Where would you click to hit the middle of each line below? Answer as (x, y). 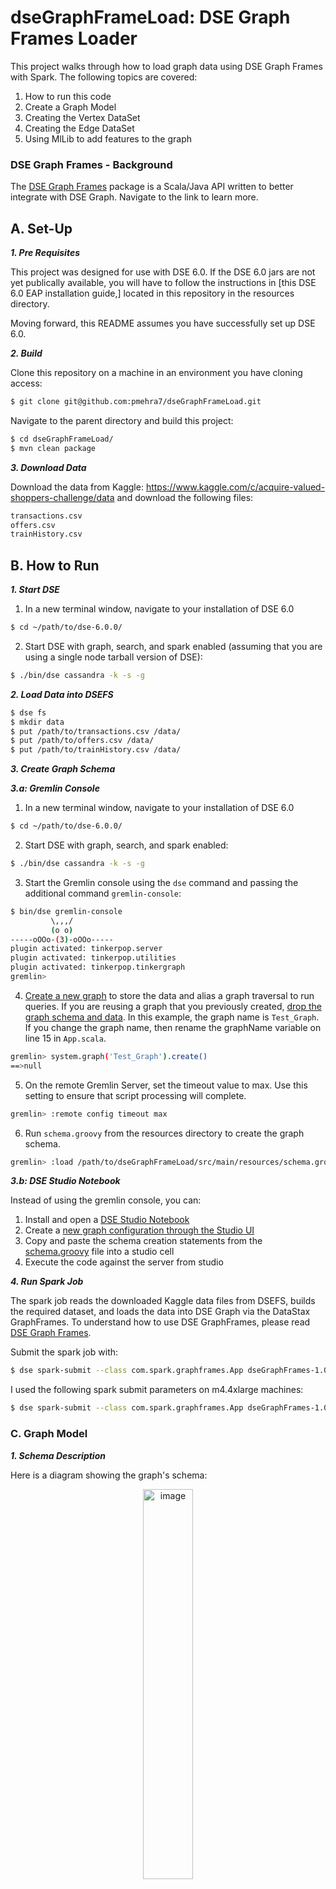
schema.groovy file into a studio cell (99, 1252)
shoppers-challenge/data (62, 497)
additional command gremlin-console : (103, 893)
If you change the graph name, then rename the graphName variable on (173, 1027)
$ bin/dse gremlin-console (66, 911)
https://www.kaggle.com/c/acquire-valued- (235, 487)
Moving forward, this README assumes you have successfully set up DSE (163, 323)
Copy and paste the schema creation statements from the (143, 1241)
